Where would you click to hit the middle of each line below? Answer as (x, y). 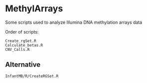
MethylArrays (34, 9)
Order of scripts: (22, 32)
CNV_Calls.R (17, 49)
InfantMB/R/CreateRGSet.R (32, 76)
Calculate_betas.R (24, 45)
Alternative (23, 65)
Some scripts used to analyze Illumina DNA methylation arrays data (74, 22)
